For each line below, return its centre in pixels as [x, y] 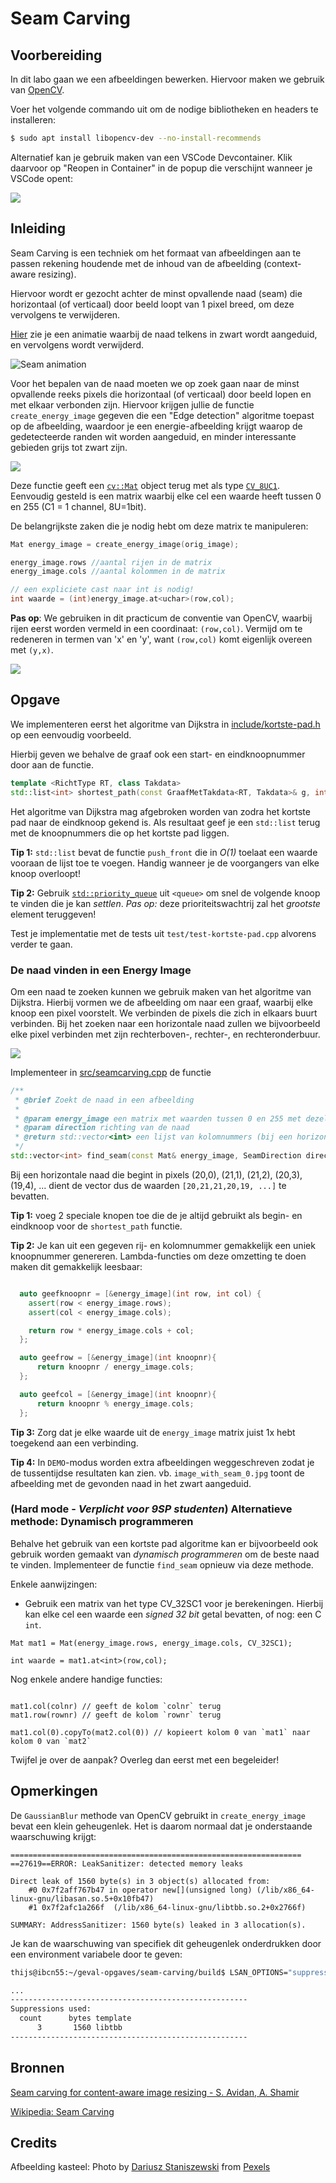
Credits [34, 2142]
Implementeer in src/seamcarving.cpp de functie [111, 1072]
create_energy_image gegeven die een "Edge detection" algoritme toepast [162, 415]
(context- [282, 263]
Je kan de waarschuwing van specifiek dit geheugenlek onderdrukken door [166, 1943]
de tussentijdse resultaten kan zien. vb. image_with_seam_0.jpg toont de [157, 1473]
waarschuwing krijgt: [53, 1836]
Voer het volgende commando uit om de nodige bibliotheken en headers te [164, 109]
